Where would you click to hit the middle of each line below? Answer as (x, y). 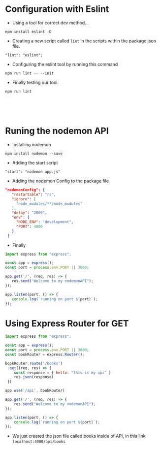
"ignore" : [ (24, 199)
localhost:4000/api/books (39, 442)
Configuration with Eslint (57, 9)
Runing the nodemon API (57, 131)
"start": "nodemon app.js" (33, 172)
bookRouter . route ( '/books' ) (34, 363)
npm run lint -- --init (30, 73)
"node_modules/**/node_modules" (49, 204)
